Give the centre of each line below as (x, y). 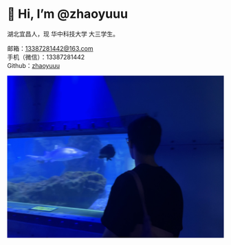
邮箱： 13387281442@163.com (51, 48)
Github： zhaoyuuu (34, 65)
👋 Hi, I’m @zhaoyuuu (68, 14)
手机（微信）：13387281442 (46, 57)
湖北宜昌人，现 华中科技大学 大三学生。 (63, 34)
